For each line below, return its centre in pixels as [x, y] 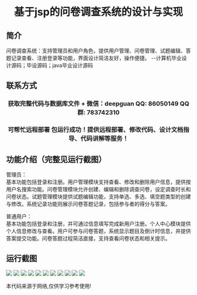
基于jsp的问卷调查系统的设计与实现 [98, 12]
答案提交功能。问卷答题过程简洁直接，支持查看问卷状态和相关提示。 [88, 239]
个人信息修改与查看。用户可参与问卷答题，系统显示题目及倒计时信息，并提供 [98, 231]
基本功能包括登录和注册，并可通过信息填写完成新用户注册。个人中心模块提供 [98, 224]
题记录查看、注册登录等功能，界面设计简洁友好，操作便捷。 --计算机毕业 [94, 58]
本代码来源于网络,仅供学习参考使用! [49, 286]
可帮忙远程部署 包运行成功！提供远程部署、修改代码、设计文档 [96, 130]
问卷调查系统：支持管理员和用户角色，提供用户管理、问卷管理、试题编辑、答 [98, 51]
